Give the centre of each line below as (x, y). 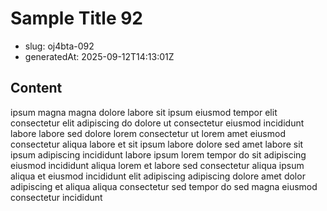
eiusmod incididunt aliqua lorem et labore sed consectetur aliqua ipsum (157, 165)
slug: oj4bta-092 (59, 46)
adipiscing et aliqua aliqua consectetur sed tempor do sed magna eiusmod (164, 186)
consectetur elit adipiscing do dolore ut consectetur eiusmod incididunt (157, 123)
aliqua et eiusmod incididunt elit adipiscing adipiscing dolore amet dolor (158, 176)
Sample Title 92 (77, 18)
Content (36, 88)
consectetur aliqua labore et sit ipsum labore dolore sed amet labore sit (157, 144)
